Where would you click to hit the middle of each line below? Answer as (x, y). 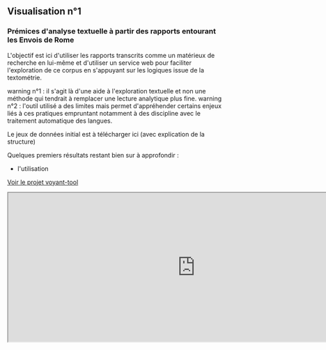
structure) (22, 142)
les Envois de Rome (41, 40)
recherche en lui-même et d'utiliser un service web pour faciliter (100, 63)
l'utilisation (33, 168)
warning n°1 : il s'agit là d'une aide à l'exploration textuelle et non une (107, 91)
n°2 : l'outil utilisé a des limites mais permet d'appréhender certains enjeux (114, 106)
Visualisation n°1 (44, 12)
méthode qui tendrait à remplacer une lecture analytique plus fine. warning (114, 98)
